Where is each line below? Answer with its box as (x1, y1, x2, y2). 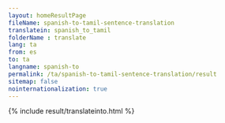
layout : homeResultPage (8, 11, 87, 20)
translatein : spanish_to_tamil (8, 26, 111, 34)
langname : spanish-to (8, 63, 80, 71)
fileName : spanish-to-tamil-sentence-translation (8, 19, 175, 27)
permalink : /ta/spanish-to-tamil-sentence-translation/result (8, 70, 217, 78)
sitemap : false (8, 77, 58, 85)
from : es (8, 48, 37, 56)
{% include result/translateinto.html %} (8, 106, 135, 116)
